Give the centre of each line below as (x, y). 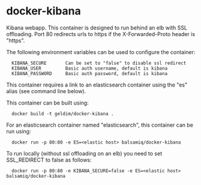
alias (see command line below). (46, 91)
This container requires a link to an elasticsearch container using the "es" (97, 85)
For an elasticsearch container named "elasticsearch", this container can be (100, 125)
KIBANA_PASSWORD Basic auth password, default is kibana (90, 73)
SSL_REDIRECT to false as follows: (49, 160)
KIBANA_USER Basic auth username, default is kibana (90, 68)
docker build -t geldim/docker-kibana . (63, 114)
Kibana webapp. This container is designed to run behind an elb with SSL (97, 28)
